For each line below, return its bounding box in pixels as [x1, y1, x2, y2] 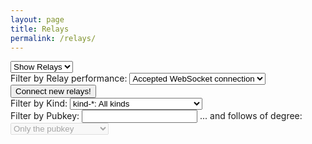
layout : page [10, 14, 65, 25]
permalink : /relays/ [10, 33, 97, 43]
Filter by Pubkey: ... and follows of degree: [10, 110, 303, 122]
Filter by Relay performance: [10, 72, 128, 85]
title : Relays [10, 24, 70, 34]
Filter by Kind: [10, 97, 68, 110]
